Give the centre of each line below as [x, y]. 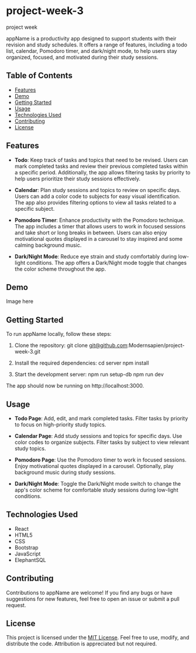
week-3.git [27, 352]
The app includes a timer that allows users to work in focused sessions [100, 226]
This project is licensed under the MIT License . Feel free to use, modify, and [98, 638]
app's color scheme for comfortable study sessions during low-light [96, 490]
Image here [20, 301]
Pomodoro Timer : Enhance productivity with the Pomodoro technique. [99, 220]
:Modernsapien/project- [156, 345]
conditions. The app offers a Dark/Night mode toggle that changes [106, 262]
